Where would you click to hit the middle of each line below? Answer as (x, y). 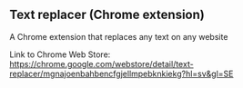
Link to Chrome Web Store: (60, 54)
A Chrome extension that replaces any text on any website (119, 36)
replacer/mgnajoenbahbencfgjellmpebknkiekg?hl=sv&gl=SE (121, 73)
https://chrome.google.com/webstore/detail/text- (101, 64)
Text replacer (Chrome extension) (107, 15)
